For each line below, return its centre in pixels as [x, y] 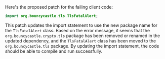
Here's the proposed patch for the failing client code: [59, 7]
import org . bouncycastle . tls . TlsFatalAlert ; [52, 16]
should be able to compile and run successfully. [54, 51]
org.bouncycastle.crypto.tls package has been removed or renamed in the [82, 36]
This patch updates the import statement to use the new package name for [81, 25]
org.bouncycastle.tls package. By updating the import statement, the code [82, 46]
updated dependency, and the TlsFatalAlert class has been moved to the [81, 40]
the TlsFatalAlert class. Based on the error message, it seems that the [78, 30]
